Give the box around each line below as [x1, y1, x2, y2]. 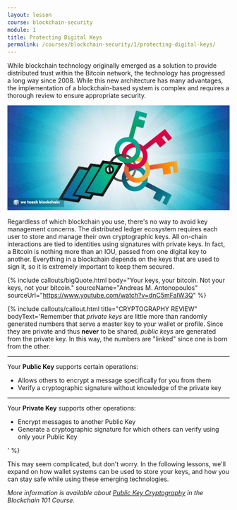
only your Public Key [17, 432, 78, 441]
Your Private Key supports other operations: [7, 403, 136, 412]
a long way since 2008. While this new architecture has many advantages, [7, 76, 224, 85]
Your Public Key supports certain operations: [7, 362, 139, 370]
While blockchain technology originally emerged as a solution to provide [7, 61, 217, 70]
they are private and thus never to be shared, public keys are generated [7, 327, 217, 335]
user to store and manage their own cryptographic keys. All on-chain [7, 232, 207, 241]
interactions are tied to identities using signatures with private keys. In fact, [7, 240, 226, 248]
